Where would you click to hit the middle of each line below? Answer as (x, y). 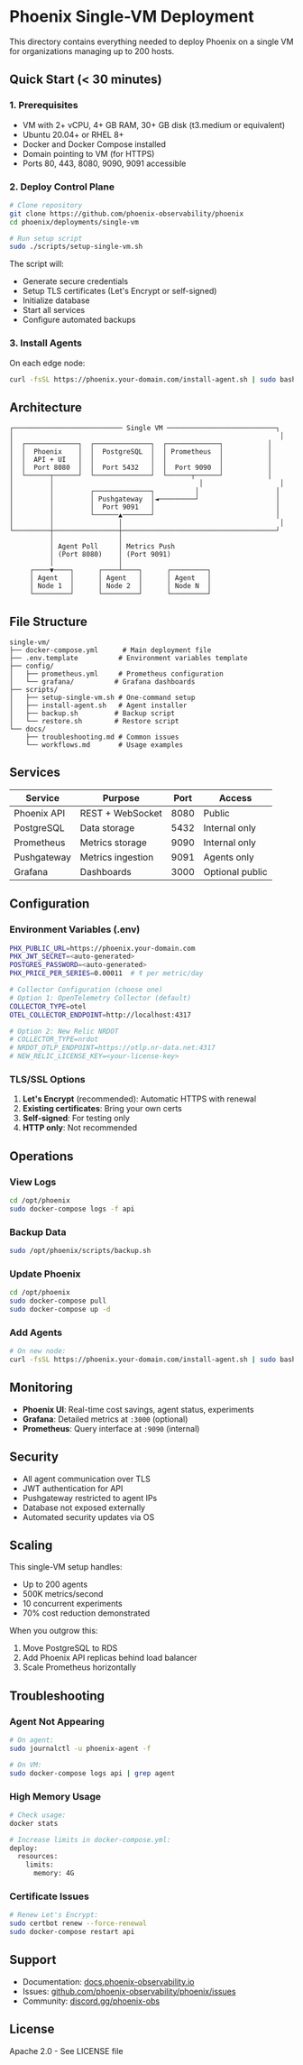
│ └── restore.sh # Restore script (94, 722)
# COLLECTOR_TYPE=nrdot (54, 1039)
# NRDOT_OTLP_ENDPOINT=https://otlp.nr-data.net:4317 (113, 1048)
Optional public (235, 871)
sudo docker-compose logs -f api (72, 1209)
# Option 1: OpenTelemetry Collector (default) (101, 998)
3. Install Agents (46, 343)
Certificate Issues (50, 1896)
